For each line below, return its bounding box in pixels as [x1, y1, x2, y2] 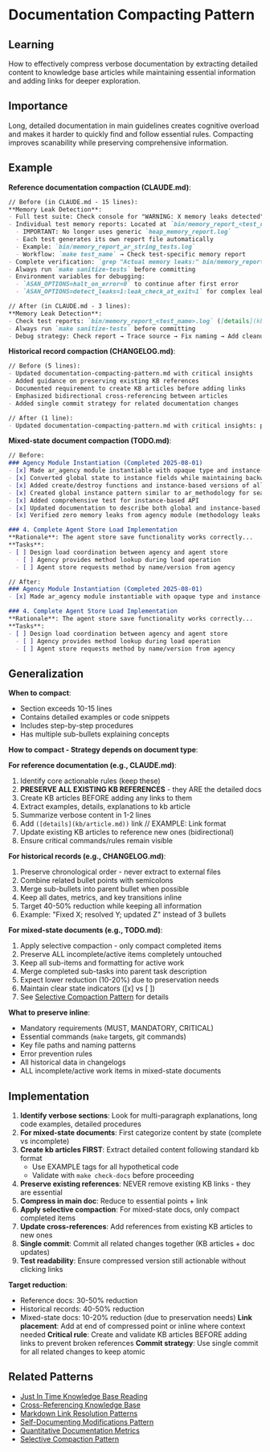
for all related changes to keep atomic [19, 1347, 146, 1356]
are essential [19, 1187, 63, 1197]
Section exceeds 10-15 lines [19, 703, 112, 713]
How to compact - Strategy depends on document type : [8, 745, 198, 755]
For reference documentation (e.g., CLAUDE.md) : [8, 761, 177, 770]
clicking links [19, 1265, 63, 1274]
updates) [19, 1248, 51, 1257]
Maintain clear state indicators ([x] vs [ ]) [19, 983, 155, 994]
